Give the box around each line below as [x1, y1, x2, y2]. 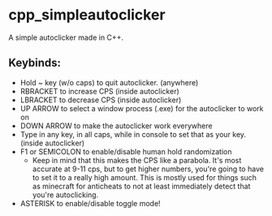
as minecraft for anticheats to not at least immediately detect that [32, 181, 251, 191]
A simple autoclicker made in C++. [8, 32, 124, 42]
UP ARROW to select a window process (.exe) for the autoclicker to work [19, 103, 264, 113]
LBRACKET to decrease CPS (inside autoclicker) [19, 95, 182, 105]
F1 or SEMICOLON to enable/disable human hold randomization [19, 146, 232, 156]
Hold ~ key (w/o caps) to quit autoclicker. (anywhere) [19, 77, 199, 87]
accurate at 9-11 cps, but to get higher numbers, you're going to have [32, 164, 264, 174]
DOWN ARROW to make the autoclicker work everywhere [19, 120, 213, 131]
